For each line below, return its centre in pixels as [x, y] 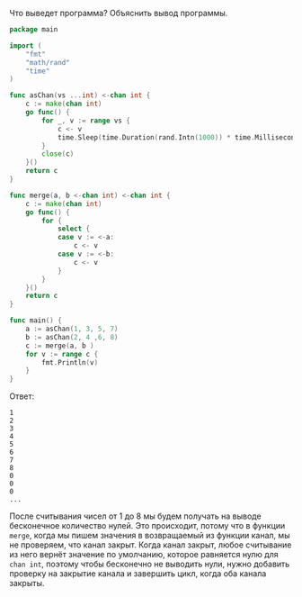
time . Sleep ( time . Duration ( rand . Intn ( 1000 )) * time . [156, 137]
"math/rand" [48, 62]
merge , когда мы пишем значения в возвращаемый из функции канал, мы [150, 536]
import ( [26, 45]
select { [74, 229]
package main [34, 30]
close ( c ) [58, 154]
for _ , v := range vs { [86, 121]
